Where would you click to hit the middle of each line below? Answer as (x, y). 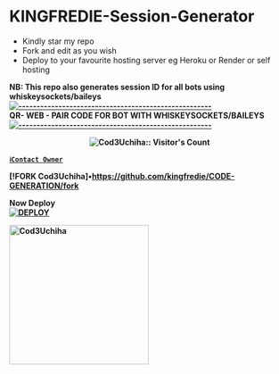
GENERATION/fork (44, 186)
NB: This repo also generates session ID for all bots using (117, 87)
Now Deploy (33, 203)
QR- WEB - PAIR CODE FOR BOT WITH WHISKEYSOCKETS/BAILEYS (137, 115)
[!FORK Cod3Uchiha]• (51, 176)
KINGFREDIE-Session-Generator (132, 17)
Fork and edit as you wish (70, 50)
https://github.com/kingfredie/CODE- (164, 176)
